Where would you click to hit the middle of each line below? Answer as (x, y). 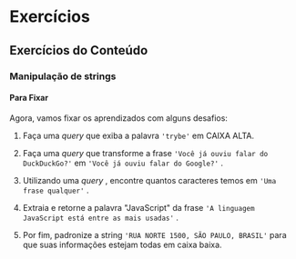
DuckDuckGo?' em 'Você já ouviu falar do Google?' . (123, 163)
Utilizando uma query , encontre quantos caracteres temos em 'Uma (149, 180)
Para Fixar (29, 98)
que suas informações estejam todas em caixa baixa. (122, 244)
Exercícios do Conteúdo (79, 50)
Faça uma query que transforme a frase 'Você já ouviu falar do (145, 153)
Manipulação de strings (63, 76)
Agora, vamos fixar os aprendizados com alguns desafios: (118, 118)
